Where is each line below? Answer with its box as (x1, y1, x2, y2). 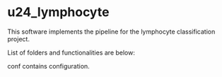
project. (7, 34, 30, 43)
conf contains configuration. (7, 62, 90, 70)
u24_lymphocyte (7, 4, 110, 20)
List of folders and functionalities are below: (7, 48, 136, 57)
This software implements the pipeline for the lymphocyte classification (7, 27, 216, 36)
